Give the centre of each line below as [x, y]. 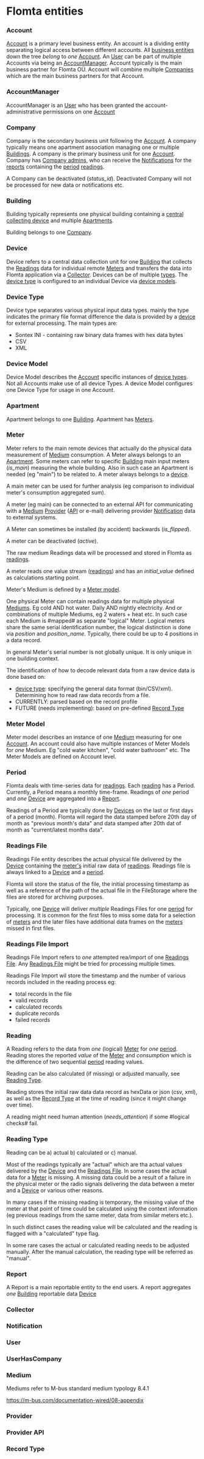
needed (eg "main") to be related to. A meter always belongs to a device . [98, 474]
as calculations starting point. [43, 577]
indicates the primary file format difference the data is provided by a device [101, 316]
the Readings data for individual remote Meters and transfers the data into [99, 268]
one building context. [33, 658]
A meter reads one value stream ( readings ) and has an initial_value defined [100, 571]
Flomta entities [45, 11]
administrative [24, 112]
